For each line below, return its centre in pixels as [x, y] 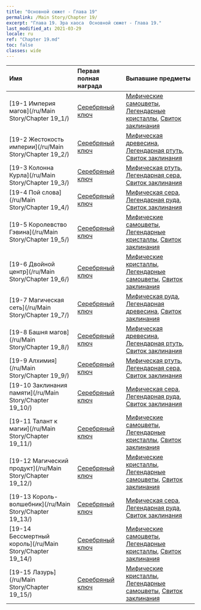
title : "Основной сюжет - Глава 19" [52, 12]
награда [90, 86]
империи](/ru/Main [36, 147]
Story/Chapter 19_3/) [39, 182]
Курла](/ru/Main [32, 175]
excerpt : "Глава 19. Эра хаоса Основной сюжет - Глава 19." [84, 23]
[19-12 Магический [39, 460]
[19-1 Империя [32, 103]
